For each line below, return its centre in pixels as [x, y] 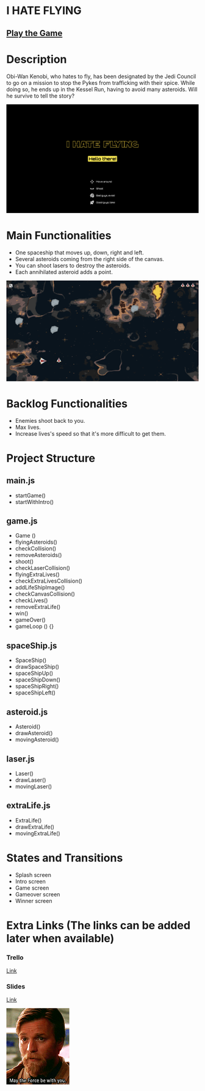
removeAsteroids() [38, 555]
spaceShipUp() [34, 673]
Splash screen [33, 875]
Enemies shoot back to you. [50, 420]
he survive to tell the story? [41, 96]
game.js [22, 521]
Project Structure [51, 458]
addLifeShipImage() [40, 588]
